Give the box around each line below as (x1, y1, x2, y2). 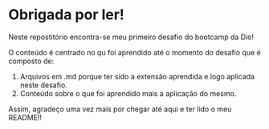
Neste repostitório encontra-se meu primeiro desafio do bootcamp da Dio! (8, 32, 255, 42)
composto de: (8, 56, 55, 66)
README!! (8, 112, 43, 122)
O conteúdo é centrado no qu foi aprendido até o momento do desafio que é (8, 47, 261, 57)
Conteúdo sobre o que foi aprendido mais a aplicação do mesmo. (19, 88, 237, 98)
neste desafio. (19, 80, 68, 90)
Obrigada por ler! (8, 6, 124, 24)
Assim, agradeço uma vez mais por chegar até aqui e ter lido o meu (8, 104, 232, 114)
